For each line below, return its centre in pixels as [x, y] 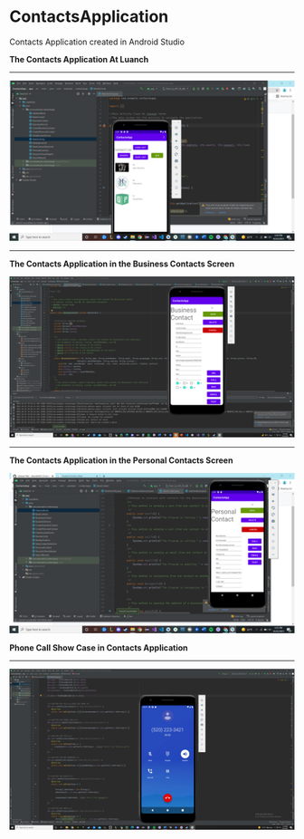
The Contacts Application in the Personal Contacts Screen [121, 460]
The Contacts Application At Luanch [79, 59]
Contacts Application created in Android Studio [97, 42]
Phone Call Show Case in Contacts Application [99, 648]
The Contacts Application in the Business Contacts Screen [122, 264]
